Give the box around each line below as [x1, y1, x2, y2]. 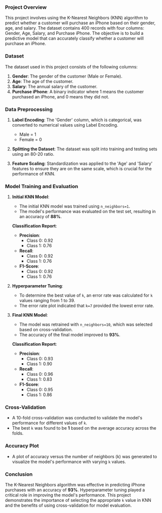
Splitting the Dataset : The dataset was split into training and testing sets [12, 146, 158, 152]
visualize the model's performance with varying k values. [12, 459, 126, 465]
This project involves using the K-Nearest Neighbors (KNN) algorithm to [5, 15, 148, 21]
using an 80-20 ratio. [12, 151, 55, 157]
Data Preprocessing [5, 106, 53, 112]
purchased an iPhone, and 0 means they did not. [12, 94, 110, 99]
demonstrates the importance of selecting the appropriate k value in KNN [5, 497, 151, 503]
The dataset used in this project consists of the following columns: [5, 64, 138, 69]
